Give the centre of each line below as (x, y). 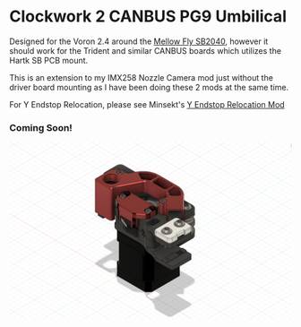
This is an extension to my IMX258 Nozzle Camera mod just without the (141, 77)
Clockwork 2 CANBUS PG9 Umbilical (148, 17)
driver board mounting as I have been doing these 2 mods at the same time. (149, 87)
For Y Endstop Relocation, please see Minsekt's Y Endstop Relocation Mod (147, 104)
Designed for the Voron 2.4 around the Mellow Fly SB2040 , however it (139, 41)
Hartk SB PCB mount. (49, 60)
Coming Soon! (41, 127)
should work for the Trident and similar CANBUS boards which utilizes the (146, 50)
